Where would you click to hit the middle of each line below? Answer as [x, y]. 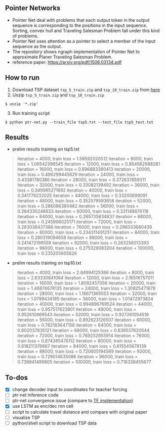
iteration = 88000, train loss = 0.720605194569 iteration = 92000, [84, 351]
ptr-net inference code [35, 395]
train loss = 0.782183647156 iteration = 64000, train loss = [77, 325]
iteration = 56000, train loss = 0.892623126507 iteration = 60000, [84, 320]
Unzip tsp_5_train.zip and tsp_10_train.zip [58, 95]
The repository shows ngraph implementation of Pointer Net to [76, 51]
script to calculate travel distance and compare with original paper [80, 412]
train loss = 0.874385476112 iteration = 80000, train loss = [77, 341]
